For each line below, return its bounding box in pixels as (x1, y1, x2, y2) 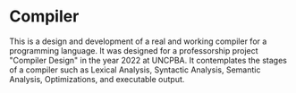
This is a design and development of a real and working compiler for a (9, 36, 267, 46)
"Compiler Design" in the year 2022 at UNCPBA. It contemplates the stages (9, 55, 288, 65)
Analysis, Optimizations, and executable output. (9, 73, 185, 84)
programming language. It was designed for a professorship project (9, 45, 258, 55)
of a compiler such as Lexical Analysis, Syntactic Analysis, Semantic (9, 64, 261, 75)
